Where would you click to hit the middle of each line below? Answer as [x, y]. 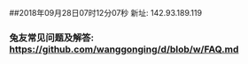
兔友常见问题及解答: [52, 38]
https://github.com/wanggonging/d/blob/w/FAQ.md [124, 49]
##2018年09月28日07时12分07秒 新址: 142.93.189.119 [105, 13]
